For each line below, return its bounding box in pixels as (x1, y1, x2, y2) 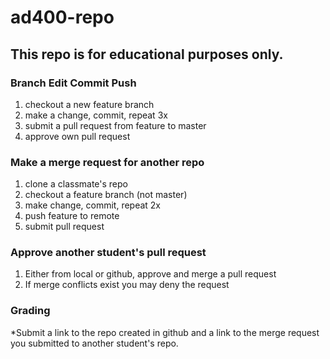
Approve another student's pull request (10, 246, 207, 260)
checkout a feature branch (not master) (24, 189, 188, 201)
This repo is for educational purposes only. (10, 46, 284, 63)
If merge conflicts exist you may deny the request (24, 279, 230, 291)
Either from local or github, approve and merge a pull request (24, 268, 277, 280)
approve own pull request (24, 130, 131, 142)
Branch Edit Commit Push (10, 76, 137, 90)
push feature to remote (24, 210, 120, 222)
